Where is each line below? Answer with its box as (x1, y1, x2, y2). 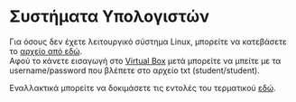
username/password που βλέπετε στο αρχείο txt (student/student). (9, 65, 260, 76)
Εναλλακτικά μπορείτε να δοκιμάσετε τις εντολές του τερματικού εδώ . (9, 82, 277, 93)
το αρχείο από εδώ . (9, 45, 83, 56)
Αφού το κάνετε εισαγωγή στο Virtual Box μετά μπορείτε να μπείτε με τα (9, 55, 282, 66)
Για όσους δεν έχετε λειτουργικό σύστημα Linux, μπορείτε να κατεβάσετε (9, 36, 287, 47)
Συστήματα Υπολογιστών (9, 6, 210, 27)
